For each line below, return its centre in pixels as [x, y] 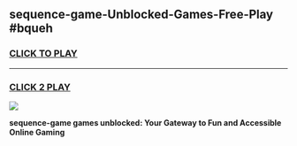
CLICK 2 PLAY [40, 87]
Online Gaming [37, 132]
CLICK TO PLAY [43, 54]
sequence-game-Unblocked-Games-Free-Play [141, 15]
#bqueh [31, 29]
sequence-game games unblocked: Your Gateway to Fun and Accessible [145, 122]
